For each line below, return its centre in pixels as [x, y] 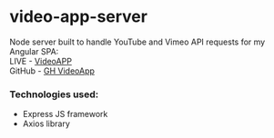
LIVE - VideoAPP [41, 61]
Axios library [46, 123]
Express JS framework [65, 114]
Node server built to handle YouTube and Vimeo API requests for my [137, 42]
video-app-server [79, 17]
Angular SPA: [34, 51]
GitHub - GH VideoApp [52, 71]
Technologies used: [54, 94]
